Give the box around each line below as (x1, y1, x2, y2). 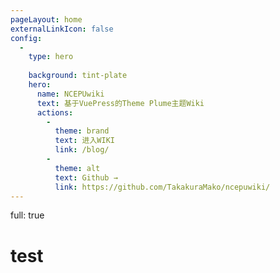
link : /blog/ (54, 145, 110, 155)
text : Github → (54, 172, 118, 183)
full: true (10, 209, 45, 221)
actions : (36, 107, 74, 118)
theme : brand (54, 126, 110, 136)
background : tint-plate (28, 71, 128, 81)
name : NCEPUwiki (36, 89, 105, 99)
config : (10, 33, 43, 43)
